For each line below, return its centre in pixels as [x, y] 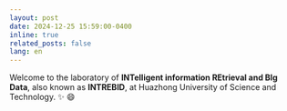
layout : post [34, 18]
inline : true [34, 35]
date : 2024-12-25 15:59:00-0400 [71, 26]
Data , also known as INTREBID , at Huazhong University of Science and [143, 87]
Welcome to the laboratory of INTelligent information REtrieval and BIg [143, 77]
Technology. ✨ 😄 [42, 97]
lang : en [26, 52]
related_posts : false [51, 43]
